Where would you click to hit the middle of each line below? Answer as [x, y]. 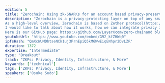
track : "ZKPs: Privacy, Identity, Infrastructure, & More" [67, 60]
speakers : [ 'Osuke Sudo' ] [31, 73]
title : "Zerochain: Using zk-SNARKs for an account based [66, 14]
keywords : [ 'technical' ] [30, 64]
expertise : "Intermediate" [33, 50]
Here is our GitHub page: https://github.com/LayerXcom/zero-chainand [79, 32]
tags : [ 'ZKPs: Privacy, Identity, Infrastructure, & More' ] [68, 69]
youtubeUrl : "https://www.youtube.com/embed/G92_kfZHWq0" [66, 37]
